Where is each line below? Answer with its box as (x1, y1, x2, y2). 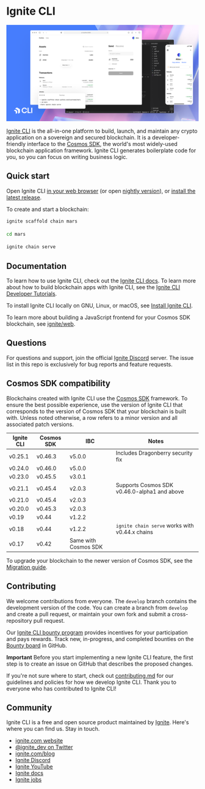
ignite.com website (15, 737, 63, 744)
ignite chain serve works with (115, 522, 194, 529)
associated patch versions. (6, 420, 74, 428)
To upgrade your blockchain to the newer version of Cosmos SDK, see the (6, 557, 193, 564)
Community (6, 703, 52, 713)
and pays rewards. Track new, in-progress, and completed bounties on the (6, 635, 194, 642)
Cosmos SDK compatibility (6, 378, 111, 389)
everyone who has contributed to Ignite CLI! (6, 684, 117, 692)
